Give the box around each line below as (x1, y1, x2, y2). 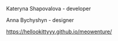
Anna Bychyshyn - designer (6, 17, 74, 23)
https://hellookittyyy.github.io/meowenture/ (6, 28, 112, 35)
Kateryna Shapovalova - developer (6, 5, 91, 12)
